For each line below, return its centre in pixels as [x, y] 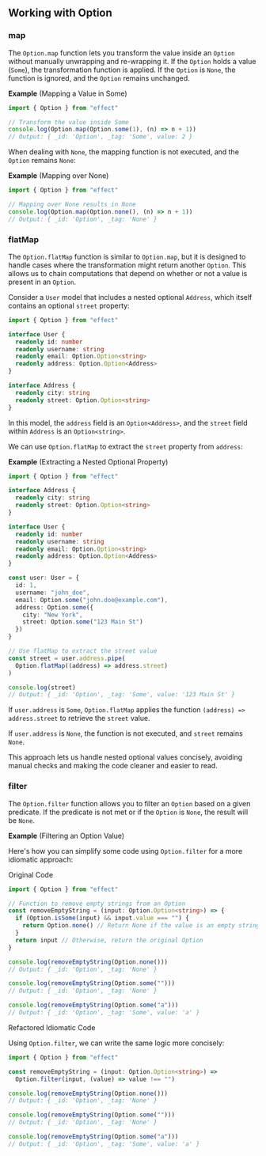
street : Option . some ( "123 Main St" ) [83, 622]
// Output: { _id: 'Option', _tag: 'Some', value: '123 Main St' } [122, 695]
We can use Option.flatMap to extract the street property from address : [125, 446]
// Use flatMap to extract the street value [83, 651]
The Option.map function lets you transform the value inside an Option [122, 53]
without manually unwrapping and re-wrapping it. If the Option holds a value [132, 61]
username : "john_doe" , [53, 593]
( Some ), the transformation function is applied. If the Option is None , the [122, 70]
